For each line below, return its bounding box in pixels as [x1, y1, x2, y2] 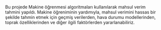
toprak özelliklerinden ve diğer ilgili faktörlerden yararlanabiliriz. [5, 19, 135, 25]
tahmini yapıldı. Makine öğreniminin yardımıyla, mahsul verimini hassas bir [5, 9, 156, 15]
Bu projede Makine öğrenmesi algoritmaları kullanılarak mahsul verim [5, 4, 146, 10]
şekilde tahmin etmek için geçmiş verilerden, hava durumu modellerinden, [5, 15, 156, 20]
